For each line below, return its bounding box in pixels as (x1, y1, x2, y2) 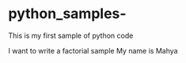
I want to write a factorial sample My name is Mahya (8, 46, 178, 55)
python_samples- (8, 5, 127, 23)
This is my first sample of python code (8, 31, 134, 40)
